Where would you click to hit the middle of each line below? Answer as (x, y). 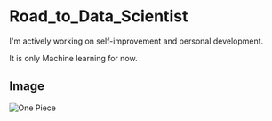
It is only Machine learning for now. (73, 58)
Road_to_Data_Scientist (99, 16)
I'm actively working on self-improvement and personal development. (136, 41)
